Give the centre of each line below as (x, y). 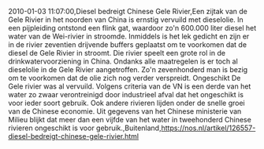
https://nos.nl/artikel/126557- (208, 128)
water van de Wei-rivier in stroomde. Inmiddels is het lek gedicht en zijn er (129, 36)
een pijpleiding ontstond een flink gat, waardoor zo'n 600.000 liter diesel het (132, 28)
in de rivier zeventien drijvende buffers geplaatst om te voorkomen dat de (127, 45)
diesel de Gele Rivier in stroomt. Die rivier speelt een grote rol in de (117, 53)
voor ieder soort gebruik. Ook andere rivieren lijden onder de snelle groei (127, 103)
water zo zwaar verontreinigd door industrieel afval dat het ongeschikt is (126, 94)
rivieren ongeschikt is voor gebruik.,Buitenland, (85, 128)
